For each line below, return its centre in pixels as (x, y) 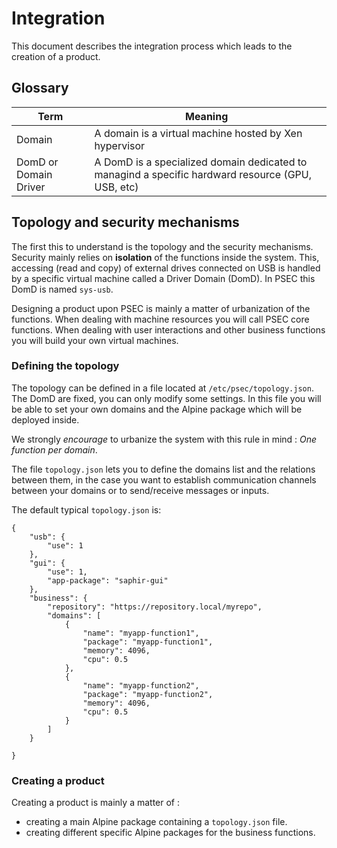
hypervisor (120, 145)
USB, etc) (116, 187)
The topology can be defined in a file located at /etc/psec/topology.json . (162, 388)
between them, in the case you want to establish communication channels (164, 479)
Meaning (207, 116)
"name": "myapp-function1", (141, 633)
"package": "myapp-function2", (148, 694)
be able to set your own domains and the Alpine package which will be (157, 409)
